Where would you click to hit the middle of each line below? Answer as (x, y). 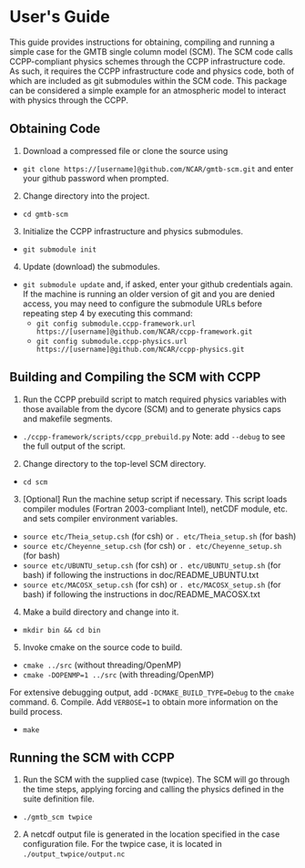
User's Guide (60, 17)
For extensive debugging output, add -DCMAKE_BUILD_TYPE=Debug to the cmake (152, 692)
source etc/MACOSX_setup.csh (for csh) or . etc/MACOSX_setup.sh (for (152, 584)
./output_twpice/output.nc (74, 854)
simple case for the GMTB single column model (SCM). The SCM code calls (152, 51)
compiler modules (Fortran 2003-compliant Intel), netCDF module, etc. (155, 509)
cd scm (35, 482)
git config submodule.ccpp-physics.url (112, 341)
